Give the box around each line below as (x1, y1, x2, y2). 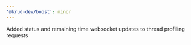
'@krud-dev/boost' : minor (6, 8, 71, 15)
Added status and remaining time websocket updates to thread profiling (6, 25, 186, 32)
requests (6, 31, 28, 39)
